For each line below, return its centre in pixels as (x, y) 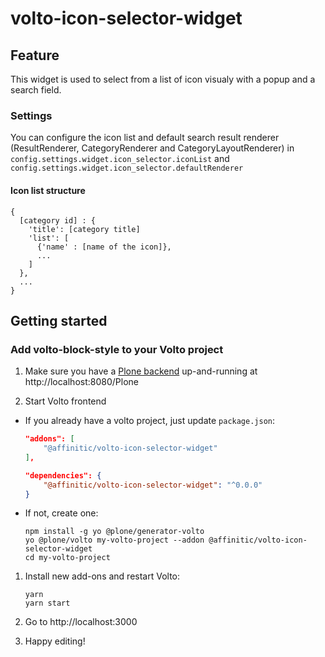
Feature (35, 55)
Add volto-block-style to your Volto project (117, 349)
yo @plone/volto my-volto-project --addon (114, 540)
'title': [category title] (84, 229)
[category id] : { (58, 220)
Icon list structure (48, 190)
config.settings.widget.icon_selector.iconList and (120, 159)
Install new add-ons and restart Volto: (102, 576)
